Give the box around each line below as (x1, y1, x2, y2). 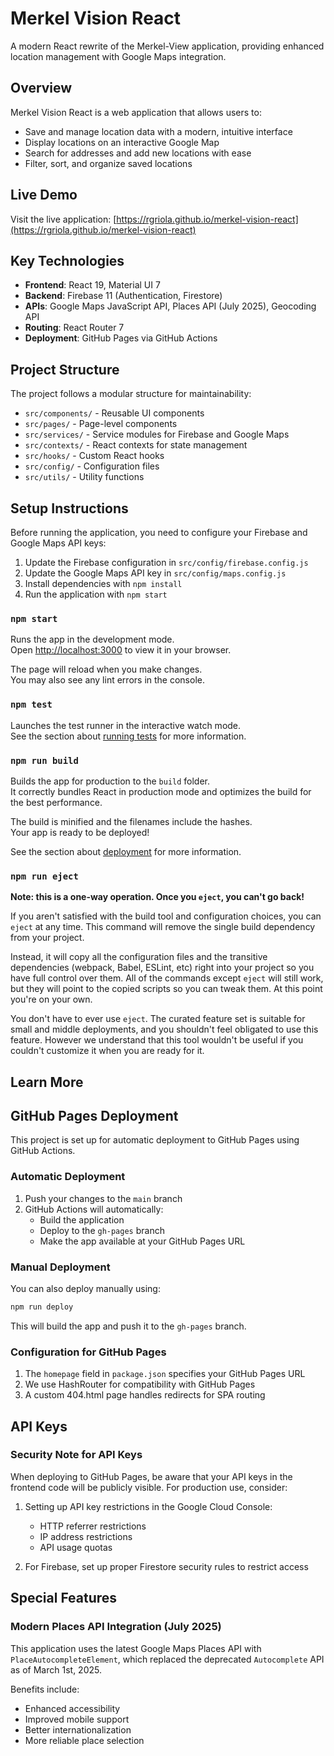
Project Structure (10, 361, 120, 378)
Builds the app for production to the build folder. (10, 775, 211, 787)
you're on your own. (10, 993, 93, 1006)
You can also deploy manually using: (10, 1282, 161, 1294)
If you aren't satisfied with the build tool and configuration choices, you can (10, 910, 322, 922)
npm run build (10, 755, 79, 766)
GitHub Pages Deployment (10, 1107, 179, 1124)
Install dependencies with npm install (24, 578, 183, 589)
